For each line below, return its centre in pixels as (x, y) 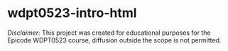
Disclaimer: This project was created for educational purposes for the (109, 33)
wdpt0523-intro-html (72, 13)
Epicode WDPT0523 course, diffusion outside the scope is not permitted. (114, 40)
